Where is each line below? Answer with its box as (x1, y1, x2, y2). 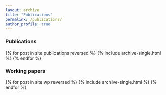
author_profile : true (5, 21, 51, 27)
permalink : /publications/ (5, 17, 62, 22)
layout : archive (5, 7, 39, 13)
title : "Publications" (5, 12, 53, 17)
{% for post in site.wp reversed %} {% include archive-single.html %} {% (5, 79, 157, 85)
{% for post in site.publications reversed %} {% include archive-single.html (5, 50, 161, 56)
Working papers (5, 68, 46, 75)
